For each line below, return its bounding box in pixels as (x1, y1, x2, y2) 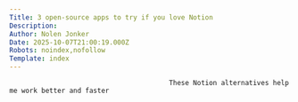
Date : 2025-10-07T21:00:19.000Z (9, 37, 129, 47)
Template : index (9, 54, 70, 63)
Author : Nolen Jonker (9, 29, 90, 38)
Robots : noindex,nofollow (9, 46, 105, 55)
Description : (9, 21, 58, 30)
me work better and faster (9, 86, 110, 95)
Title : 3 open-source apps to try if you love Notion (9, 12, 214, 22)
